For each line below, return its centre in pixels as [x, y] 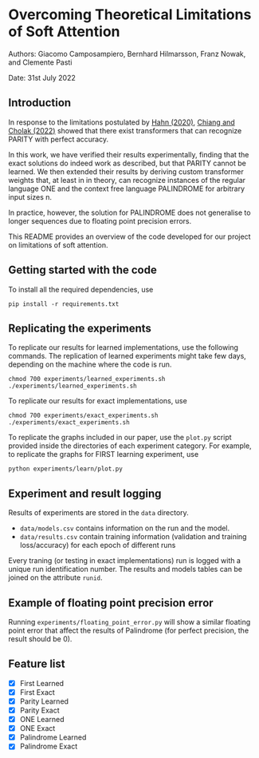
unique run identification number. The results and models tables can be [126, 569]
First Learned [42, 683]
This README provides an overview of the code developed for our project [129, 236]
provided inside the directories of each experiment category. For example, [130, 446]
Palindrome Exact [49, 746]
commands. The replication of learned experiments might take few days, [128, 356]
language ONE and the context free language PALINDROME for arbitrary [127, 189]
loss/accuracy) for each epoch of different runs [98, 546]
